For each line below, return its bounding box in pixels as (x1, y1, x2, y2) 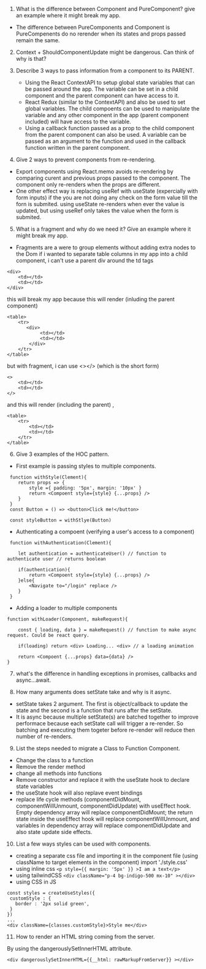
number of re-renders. (15, 733, 73, 740)
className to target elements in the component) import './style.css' (15, 859, 188, 866)
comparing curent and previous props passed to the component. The (15, 174, 191, 182)
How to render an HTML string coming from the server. (15, 933, 155, 940)
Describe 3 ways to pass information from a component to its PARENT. (15, 67, 195, 74)
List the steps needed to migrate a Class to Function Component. (15, 745, 180, 752)
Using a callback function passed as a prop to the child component (25, 125, 195, 131)
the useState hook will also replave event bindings (15, 789, 143, 797)
